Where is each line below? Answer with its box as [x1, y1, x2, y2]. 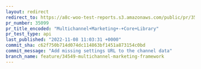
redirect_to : [5, 14, 38, 20]
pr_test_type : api [5, 31, 52, 37]
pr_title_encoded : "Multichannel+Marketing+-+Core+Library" [5, 25, 160, 32]
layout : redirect [5, 8, 49, 15]
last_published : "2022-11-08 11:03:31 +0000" [5, 37, 121, 43]
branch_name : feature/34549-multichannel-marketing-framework [5, 53, 164, 59]
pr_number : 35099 [5, 20, 49, 26]
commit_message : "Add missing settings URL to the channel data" [5, 48, 172, 54]
